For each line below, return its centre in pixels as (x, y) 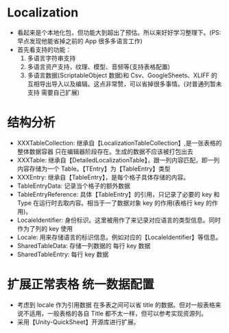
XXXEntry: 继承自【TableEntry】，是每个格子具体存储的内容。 (103, 177)
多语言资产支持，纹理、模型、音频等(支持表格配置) (98, 66)
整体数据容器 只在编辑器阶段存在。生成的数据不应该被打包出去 (105, 151)
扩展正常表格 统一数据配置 (81, 285)
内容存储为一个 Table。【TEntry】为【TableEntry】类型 (94, 169)
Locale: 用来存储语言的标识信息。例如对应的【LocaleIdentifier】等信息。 (119, 237)
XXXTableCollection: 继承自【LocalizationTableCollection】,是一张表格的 (119, 143)
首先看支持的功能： (44, 49)
